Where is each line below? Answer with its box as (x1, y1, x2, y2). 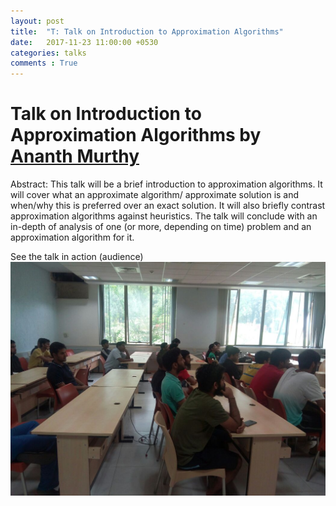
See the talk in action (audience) (10, 251, 144, 263)
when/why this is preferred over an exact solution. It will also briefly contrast (10, 200, 326, 212)
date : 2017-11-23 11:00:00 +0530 (10, 37, 159, 47)
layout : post (10, 16, 65, 26)
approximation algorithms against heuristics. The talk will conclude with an (10, 210, 318, 222)
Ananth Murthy (10, 145, 140, 168)
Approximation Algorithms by (10, 124, 262, 147)
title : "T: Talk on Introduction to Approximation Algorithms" (10, 26, 284, 37)
